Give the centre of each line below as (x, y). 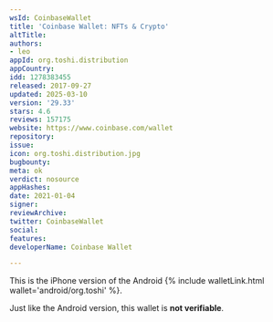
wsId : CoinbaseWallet (51, 18)
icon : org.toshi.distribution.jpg (75, 153)
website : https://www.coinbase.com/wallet (91, 129)
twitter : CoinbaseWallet (57, 221)
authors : (26, 43)
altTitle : (28, 35)
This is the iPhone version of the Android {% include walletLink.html (137, 281)
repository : (32, 137)
